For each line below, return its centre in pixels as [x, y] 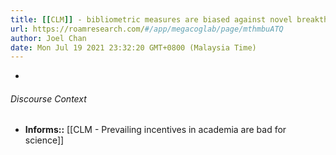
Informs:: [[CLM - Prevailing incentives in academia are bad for [155, 130]
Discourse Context [48, 98]
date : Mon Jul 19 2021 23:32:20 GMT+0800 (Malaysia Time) [133, 47]
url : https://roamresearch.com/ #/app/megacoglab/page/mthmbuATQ [147, 29]
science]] [44, 140]
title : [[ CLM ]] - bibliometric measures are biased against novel [151, 19]
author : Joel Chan [48, 38]
